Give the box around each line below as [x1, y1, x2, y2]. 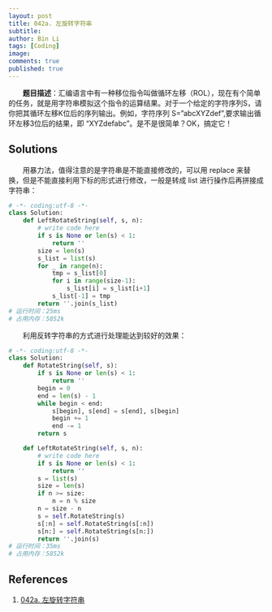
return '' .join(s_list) [37, 300, 118, 308]
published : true [8, 65, 63, 73]
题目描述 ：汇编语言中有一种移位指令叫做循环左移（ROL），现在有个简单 [23, 88, 261, 97]
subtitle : [8, 27, 42, 35]
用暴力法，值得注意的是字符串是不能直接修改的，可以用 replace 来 [22, 165, 244, 175]
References [8, 572, 68, 586]
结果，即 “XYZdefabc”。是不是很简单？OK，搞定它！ [55, 119, 233, 128]
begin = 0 [37, 384, 71, 392]
